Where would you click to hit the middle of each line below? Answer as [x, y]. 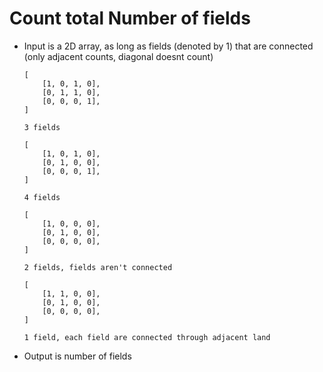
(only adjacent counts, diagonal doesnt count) [118, 56]
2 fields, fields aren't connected [98, 267]
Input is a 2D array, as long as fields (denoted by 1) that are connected [168, 46]
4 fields [42, 197]
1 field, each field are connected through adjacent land [147, 337]
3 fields [42, 127]
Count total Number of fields [130, 18]
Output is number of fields [77, 356]
